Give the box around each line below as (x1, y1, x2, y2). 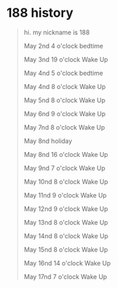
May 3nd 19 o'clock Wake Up (23, 55, 108, 64)
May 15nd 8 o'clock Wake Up (23, 245, 108, 254)
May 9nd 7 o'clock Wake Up (23, 163, 106, 172)
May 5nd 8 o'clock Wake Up (23, 96, 106, 104)
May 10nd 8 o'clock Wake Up (23, 177, 108, 186)
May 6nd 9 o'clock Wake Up (23, 109, 106, 118)
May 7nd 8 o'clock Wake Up (23, 123, 105, 131)
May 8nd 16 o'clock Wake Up (23, 150, 108, 158)
